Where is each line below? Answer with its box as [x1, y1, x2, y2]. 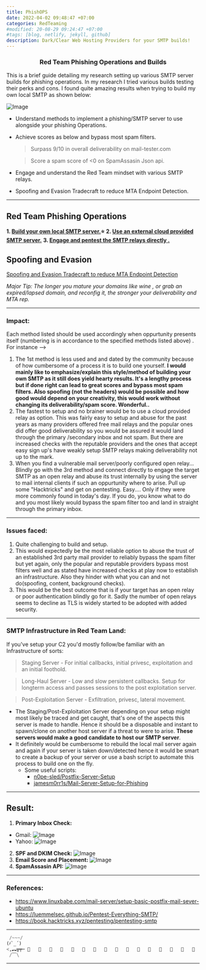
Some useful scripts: [24, 766, 77, 774]
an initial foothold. [21, 665, 67, 672]
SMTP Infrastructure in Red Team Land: [6, 626, 126, 635]
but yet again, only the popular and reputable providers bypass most [15, 560, 189, 568]
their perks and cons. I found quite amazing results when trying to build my [6, 85, 196, 92]
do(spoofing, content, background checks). [15, 579, 126, 587]
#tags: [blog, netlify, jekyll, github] [6, 32, 112, 38]
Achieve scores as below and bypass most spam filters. [15, 133, 156, 141]
